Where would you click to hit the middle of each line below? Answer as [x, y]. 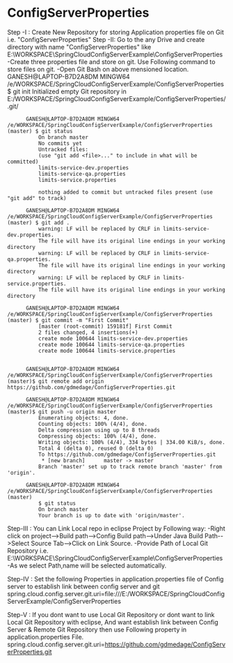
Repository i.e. [28, 550]
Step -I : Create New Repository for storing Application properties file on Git [115, 32]
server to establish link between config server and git [83, 586]
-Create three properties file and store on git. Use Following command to [111, 61]
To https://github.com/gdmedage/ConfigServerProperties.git [127, 455]
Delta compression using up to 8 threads [99, 430]
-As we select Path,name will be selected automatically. [87, 565]
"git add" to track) [37, 198]
